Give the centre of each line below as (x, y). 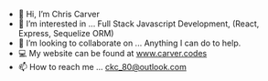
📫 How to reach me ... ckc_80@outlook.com (102, 67)
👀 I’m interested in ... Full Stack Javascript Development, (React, (139, 24)
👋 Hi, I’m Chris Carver (59, 14)
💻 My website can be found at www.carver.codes (113, 53)
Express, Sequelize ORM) (66, 33)
